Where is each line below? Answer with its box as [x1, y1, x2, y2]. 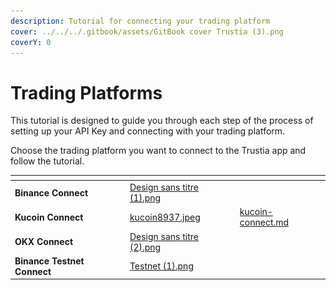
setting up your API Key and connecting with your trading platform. [10, 125, 286, 137]
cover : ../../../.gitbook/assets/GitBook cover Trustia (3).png [10, 26, 284, 37]
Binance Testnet [14, 255, 85, 267]
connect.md [239, 216, 290, 229]
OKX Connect [14, 236, 74, 248]
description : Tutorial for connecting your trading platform [10, 16, 271, 26]
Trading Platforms [10, 81, 163, 104]
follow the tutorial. [10, 155, 85, 167]
